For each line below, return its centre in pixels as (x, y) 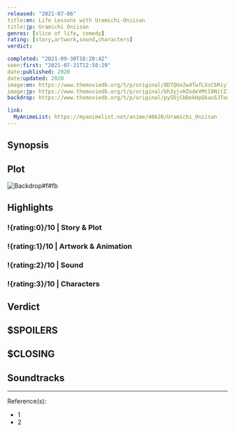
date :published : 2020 (39, 72)
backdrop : (22, 98)
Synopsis (28, 145)
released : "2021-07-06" (42, 14)
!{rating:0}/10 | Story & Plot (55, 228)
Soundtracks (36, 378)
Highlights (30, 208)
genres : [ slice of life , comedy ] (56, 33)
